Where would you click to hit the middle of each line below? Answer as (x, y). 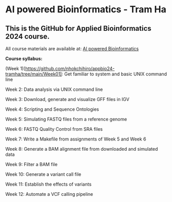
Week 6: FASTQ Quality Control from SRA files (54, 129)
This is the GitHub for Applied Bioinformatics (78, 28)
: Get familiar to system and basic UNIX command (114, 74)
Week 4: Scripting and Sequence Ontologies (52, 109)
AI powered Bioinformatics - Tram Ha (86, 9)
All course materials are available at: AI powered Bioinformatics (72, 49)
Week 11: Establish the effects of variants (49, 184)
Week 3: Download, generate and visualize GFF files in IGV (68, 99)
